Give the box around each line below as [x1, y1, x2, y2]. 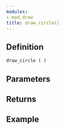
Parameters [6, 74, 51, 84]
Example [6, 114, 39, 125]
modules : [6, 8, 28, 15]
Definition [6, 42, 44, 52]
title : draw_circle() [6, 20, 60, 26]
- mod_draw [6, 14, 33, 20]
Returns [6, 94, 37, 104]
